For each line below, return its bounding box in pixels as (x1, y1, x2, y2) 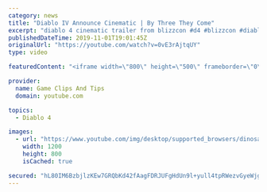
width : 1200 (22, 143, 62, 151)
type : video (8, 48, 48, 56)
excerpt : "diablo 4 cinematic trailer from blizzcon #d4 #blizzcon (8, 26, 237, 34)
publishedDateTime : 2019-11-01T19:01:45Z (8, 33, 148, 42)
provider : (8, 77, 41, 85)
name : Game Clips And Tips (15, 84, 105, 92)
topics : (8, 106, 34, 114)
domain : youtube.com (15, 92, 83, 100)
